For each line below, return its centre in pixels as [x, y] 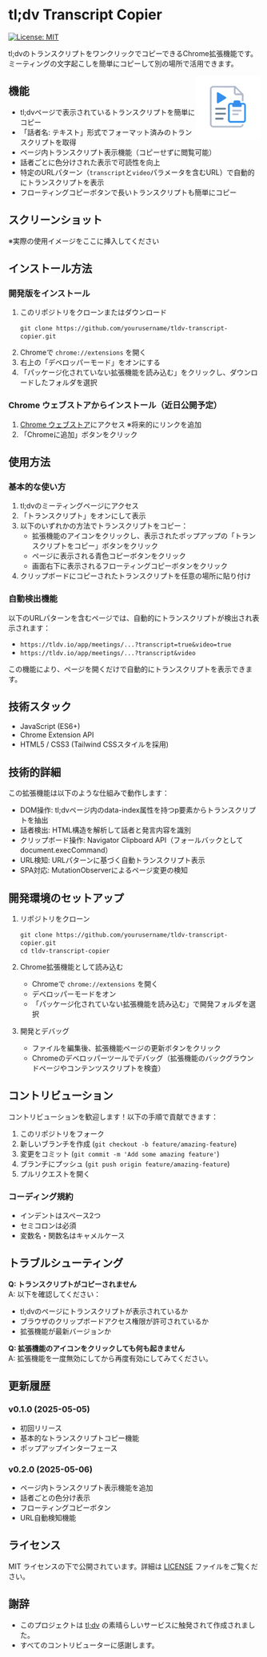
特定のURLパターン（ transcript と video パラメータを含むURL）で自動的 [137, 172]
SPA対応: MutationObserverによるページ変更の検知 [104, 870]
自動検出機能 [33, 599]
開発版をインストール [49, 293]
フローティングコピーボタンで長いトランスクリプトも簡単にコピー [128, 192]
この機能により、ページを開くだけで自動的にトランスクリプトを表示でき [127, 669]
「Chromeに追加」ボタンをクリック [79, 434]
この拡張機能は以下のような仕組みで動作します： [89, 793]
